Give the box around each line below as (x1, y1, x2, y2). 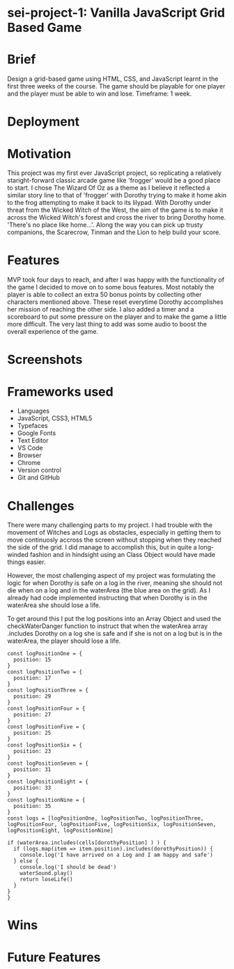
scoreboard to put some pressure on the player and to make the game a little (7, 312, 227, 321)
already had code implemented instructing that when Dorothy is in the (7, 594, 208, 602)
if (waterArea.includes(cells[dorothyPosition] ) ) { (7, 839, 167, 846)
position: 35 (13, 803, 52, 810)
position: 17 (13, 675, 52, 682)
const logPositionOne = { (7, 650, 82, 657)
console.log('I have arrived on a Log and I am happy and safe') (19, 852, 214, 859)
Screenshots (7, 352, 83, 367)
